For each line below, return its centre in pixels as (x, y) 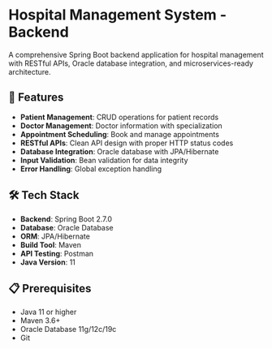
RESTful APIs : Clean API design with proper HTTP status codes (127, 143)
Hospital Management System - (118, 15)
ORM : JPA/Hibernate (55, 236)
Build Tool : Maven (51, 244)
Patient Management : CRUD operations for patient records (119, 117)
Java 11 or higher (48, 312)
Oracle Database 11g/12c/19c (68, 330)
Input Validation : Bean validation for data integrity (104, 160)
